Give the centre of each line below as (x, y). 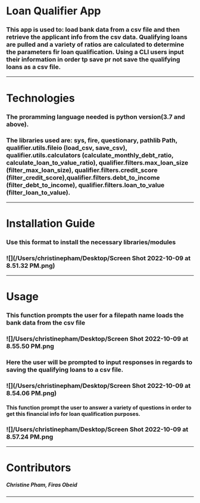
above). (18, 124)
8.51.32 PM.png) (31, 266)
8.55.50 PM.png (30, 346)
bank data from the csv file (46, 323)
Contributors (39, 468)
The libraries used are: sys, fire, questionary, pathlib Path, (92, 140)
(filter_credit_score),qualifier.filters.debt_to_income (83, 177)
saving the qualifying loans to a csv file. (65, 370)
